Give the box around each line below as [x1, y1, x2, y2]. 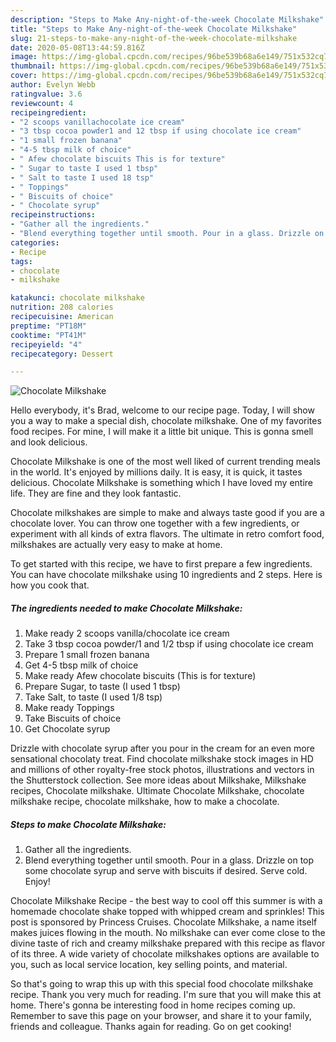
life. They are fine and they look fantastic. [10, 487, 182, 500]
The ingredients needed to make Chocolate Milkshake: [10, 602, 243, 614]
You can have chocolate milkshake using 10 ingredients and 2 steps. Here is [10, 569, 323, 581]
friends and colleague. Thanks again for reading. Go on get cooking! [10, 1021, 292, 1033]
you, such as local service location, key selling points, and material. [10, 959, 288, 971]
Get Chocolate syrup [24, 723, 111, 735]
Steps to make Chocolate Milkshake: [10, 818, 167, 830]
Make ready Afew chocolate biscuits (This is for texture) [24, 670, 257, 682]
